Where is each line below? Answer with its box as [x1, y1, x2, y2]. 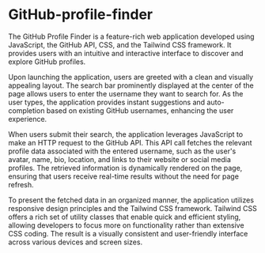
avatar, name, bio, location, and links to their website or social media [8, 154, 232, 164]
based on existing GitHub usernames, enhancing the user [46, 105, 234, 115]
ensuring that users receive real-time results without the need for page [8, 172, 240, 181]
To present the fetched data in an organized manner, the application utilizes [8, 195, 255, 205]
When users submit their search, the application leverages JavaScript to [8, 129, 244, 139]
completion [8, 105, 45, 115]
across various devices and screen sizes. [8, 237, 143, 247]
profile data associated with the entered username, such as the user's [8, 146, 237, 156]
